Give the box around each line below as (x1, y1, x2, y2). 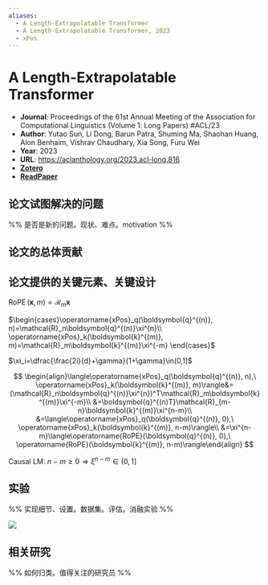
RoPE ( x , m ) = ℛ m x (8, 297, 71, 309)
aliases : (8, 11, 38, 20)
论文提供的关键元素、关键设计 (8, 275, 156, 288)
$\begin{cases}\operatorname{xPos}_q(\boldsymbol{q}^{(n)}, (8, 315, 213, 325)
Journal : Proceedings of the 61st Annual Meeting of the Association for (19, 112, 256, 122)
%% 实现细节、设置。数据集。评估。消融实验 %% (8, 504, 174, 514)
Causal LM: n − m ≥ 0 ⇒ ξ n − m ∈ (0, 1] (8, 455, 137, 466)
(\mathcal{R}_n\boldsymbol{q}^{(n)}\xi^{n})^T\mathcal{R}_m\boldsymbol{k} (9, 389, 261, 397)
